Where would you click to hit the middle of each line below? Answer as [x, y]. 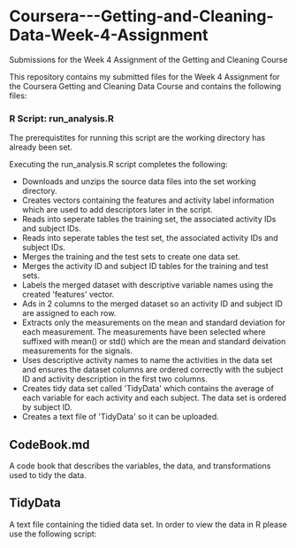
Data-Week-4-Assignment [109, 35]
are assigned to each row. [69, 313]
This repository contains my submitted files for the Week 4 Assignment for [144, 76]
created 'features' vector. [68, 295]
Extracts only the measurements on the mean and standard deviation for [153, 323]
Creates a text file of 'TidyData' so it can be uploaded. [120, 417]
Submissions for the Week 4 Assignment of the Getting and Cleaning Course [148, 59]
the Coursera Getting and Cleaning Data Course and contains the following [145, 86]
